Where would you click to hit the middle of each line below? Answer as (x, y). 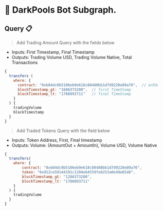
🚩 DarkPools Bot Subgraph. (61, 10)
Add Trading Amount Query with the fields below (65, 43)
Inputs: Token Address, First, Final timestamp (57, 140)
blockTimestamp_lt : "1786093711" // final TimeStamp (74, 94)
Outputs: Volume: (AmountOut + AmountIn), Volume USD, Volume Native (84, 145)
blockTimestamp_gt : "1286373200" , (57, 177)
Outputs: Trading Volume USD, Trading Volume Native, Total (72, 57)
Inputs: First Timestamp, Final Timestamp (53, 52)
